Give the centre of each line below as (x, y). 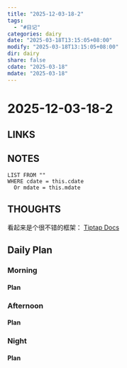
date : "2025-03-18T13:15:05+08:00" (60, 40)
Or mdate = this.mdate (47, 188)
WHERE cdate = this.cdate (45, 181)
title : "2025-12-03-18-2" (45, 14)
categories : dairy (34, 34)
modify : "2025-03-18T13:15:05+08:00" (63, 47)
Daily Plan (30, 250)
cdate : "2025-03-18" (38, 67)
